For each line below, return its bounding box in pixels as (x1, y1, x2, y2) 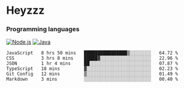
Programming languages (6, 25, 80, 34)
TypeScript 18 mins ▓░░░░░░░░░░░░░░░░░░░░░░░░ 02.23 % (6, 66, 179, 72)
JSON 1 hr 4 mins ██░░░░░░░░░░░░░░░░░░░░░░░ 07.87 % (6, 60, 179, 66)
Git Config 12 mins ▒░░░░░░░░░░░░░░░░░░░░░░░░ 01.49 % (6, 71, 179, 77)
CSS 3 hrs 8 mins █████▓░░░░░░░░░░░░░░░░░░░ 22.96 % (6, 55, 179, 62)
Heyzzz (6, 4, 45, 17)
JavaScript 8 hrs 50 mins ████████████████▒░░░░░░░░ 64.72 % (6, 50, 179, 56)
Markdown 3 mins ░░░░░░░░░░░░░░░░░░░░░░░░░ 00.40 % (6, 76, 179, 83)
